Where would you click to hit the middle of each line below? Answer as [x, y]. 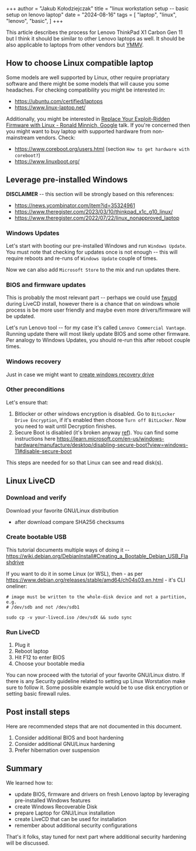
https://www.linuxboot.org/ [47, 161]
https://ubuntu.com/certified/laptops [59, 101]
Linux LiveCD [31, 481]
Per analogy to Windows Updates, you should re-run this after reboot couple [98, 340]
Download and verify [36, 498]
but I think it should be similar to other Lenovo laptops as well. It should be [96, 38]
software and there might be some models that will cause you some [88, 83]
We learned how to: [30, 782]
